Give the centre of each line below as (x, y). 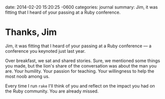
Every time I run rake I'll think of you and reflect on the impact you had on (80, 86)
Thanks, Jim (31, 32)
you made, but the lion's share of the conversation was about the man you (81, 66)
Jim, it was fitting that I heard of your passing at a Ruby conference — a (79, 46)
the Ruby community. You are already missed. (52, 91)
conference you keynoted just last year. (45, 51)
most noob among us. (27, 76)
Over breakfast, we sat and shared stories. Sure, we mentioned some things (82, 61)
